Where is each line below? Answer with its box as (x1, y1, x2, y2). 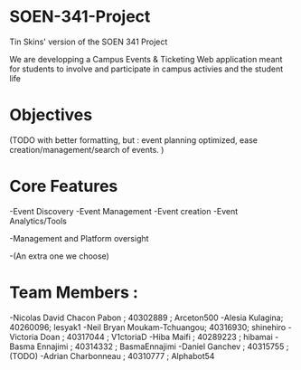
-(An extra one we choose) (9, 251, 110, 261)
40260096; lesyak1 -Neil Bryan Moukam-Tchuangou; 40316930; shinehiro (9, 321, 287, 332)
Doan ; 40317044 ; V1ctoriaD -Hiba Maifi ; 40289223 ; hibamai (40, 331, 273, 342)
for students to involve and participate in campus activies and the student (9, 63, 283, 74)
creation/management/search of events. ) (9, 144, 165, 155)
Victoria (9, 331, 39, 342)
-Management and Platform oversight (9, 232, 149, 243)
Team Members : (9, 282, 138, 302)
